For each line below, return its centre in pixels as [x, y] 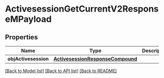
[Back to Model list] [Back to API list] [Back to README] [61, 71]
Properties [21, 37]
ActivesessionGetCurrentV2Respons [82, 9]
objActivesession [28, 59]
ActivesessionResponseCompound [95, 59]
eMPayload [29, 19]
